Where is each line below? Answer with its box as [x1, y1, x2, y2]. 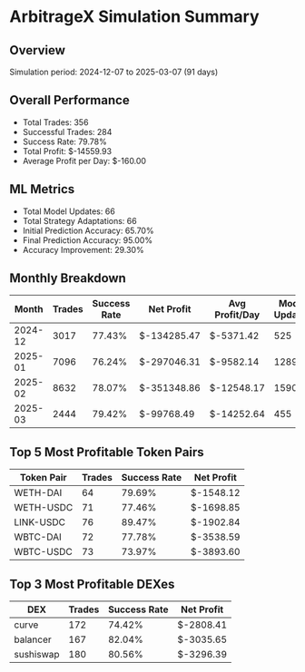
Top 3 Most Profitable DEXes [9, 576, 175, 591]
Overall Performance [9, 93, 130, 108]
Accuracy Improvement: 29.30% [22, 244, 144, 255]
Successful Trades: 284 [22, 126, 113, 137]
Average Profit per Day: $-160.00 [22, 155, 147, 166]
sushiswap [14, 648, 61, 661]
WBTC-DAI [14, 531, 62, 543]
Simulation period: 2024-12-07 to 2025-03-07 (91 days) [9, 66, 219, 77]
